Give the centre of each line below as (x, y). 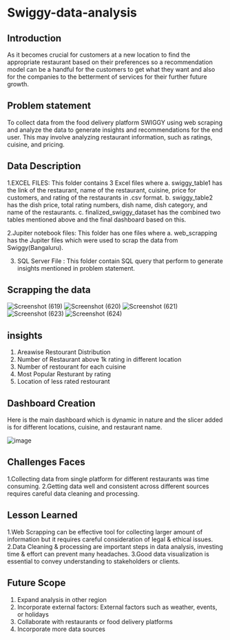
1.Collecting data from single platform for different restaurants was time (108, 478)
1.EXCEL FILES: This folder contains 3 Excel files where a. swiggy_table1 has (115, 183)
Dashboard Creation (51, 403)
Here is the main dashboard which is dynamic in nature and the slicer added (115, 420)
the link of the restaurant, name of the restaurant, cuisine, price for (102, 190)
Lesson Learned (42, 515)
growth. (18, 84)
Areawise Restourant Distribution (64, 352)
